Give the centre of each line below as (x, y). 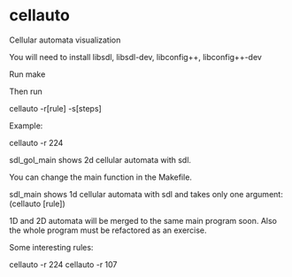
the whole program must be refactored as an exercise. (108, 230)
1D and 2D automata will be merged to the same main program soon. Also (143, 220)
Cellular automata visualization (65, 40)
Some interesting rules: (51, 247)
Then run (26, 91)
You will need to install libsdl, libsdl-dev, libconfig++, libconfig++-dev (136, 57)
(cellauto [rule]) (38, 204)
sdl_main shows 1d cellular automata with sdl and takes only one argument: (146, 194)
